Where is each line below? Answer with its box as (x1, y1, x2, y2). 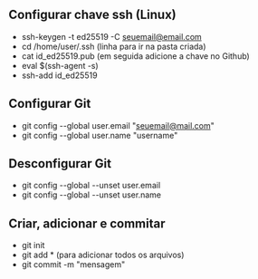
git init (21, 240, 45, 251)
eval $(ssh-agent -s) (21, 60, 99, 71)
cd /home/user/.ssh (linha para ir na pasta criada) (21, 41, 206, 52)
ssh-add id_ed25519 (21, 70, 98, 81)
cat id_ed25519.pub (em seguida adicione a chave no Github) (21, 50, 250, 62)
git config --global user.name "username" (21, 130, 178, 140)
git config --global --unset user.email (21, 180, 161, 191)
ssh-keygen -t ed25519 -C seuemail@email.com (21, 31, 203, 42)
